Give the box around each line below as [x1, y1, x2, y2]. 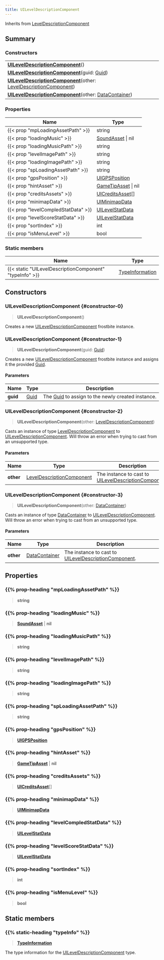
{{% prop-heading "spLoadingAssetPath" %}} [5, 703, 118, 709]
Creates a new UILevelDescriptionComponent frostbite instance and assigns [5, 356, 159, 362]
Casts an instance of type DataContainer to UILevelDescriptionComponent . [5, 512, 156, 518]
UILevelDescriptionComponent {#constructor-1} [5, 336, 122, 342]
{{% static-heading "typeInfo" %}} [5, 929, 90, 936]
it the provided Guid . [5, 361, 46, 367]
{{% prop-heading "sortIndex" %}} [5, 866, 91, 873]
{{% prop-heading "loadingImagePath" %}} [5, 680, 111, 686]
